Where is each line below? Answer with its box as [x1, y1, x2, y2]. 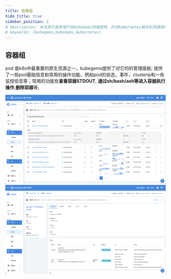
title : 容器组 [5, 8, 33, 13]
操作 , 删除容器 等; [5, 84, 40, 90]
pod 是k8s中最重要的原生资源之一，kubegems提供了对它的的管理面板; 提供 [5, 65, 163, 71]
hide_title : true [5, 13, 42, 19]
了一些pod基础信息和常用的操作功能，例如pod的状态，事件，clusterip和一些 [5, 72, 165, 78]
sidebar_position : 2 [5, 19, 49, 24]
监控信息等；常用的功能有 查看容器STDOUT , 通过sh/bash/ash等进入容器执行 [5, 78, 165, 84]
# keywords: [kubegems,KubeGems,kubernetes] [5, 30, 101, 35]
